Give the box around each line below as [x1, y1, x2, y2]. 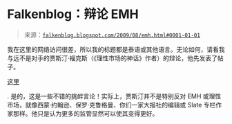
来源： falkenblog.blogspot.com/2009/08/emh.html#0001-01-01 [23, 30, 200, 39]
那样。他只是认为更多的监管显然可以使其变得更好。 [12, 109, 159, 118]
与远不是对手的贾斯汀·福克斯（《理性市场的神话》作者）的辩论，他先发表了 [7, 53, 218, 62]
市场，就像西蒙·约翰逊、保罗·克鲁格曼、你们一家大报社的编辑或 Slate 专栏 [7, 100, 216, 109]
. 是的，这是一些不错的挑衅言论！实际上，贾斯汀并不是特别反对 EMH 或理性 [7, 91, 222, 100]
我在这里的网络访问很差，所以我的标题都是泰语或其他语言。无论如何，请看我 [7, 45, 225, 53]
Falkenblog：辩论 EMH [7, 6, 139, 22]
